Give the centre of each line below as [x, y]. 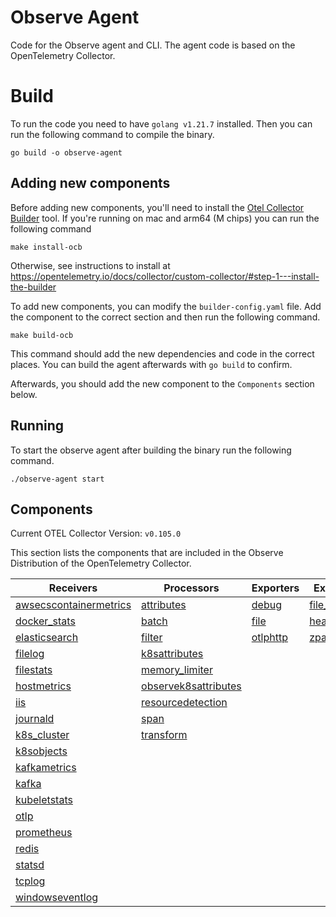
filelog [30, 654]
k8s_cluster [42, 735]
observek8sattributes [191, 686]
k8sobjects [41, 751]
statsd [30, 865]
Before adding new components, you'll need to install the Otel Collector [157, 207]
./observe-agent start [57, 479]
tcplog [30, 881]
